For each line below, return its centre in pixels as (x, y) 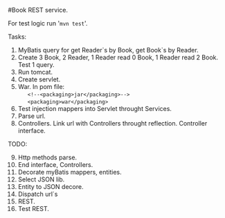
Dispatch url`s (38, 194)
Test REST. (33, 209)
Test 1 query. (36, 65)
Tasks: (17, 37)
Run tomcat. (35, 72)
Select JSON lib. (41, 179)
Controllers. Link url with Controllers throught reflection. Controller (112, 123)
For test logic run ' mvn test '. (48, 23)
